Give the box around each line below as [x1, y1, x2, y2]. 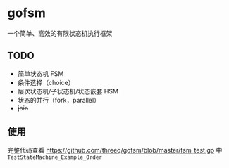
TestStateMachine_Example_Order [7, 153, 102, 161]
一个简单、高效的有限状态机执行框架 [7, 29, 113, 37]
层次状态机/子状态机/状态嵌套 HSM [17, 86, 118, 96]
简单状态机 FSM [17, 69, 64, 78]
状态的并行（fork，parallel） [17, 96, 101, 104]
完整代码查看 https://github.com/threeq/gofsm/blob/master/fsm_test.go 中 [7, 146, 223, 154]
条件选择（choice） [17, 78, 75, 86]
